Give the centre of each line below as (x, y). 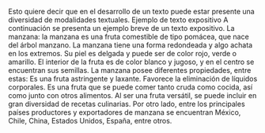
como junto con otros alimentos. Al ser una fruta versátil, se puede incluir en (132, 95)
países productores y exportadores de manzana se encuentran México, (125, 112)
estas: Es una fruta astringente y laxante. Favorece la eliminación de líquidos (133, 79)
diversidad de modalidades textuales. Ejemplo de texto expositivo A (118, 20)
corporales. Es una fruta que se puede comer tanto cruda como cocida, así (131, 87)
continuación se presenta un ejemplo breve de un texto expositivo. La (121, 28)
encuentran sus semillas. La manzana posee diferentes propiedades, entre (130, 70)
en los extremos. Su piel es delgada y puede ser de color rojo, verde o (123, 53)
